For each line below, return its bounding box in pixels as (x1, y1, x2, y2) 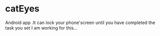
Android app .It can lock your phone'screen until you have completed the (5, 19, 155, 25)
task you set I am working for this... (5, 24, 77, 30)
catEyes (5, 3, 40, 14)
